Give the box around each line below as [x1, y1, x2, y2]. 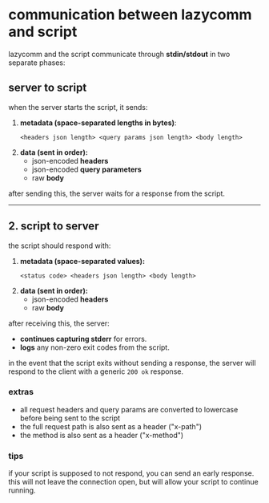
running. [8, 485, 36, 495]
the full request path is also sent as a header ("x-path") [19, 421, 203, 431]
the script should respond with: [8, 241, 111, 250]
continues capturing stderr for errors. [19, 334, 147, 343]
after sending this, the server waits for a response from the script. [8, 189, 226, 198]
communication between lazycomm [8, 6, 252, 24]
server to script [8, 81, 87, 95]
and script [8, 22, 78, 41]
